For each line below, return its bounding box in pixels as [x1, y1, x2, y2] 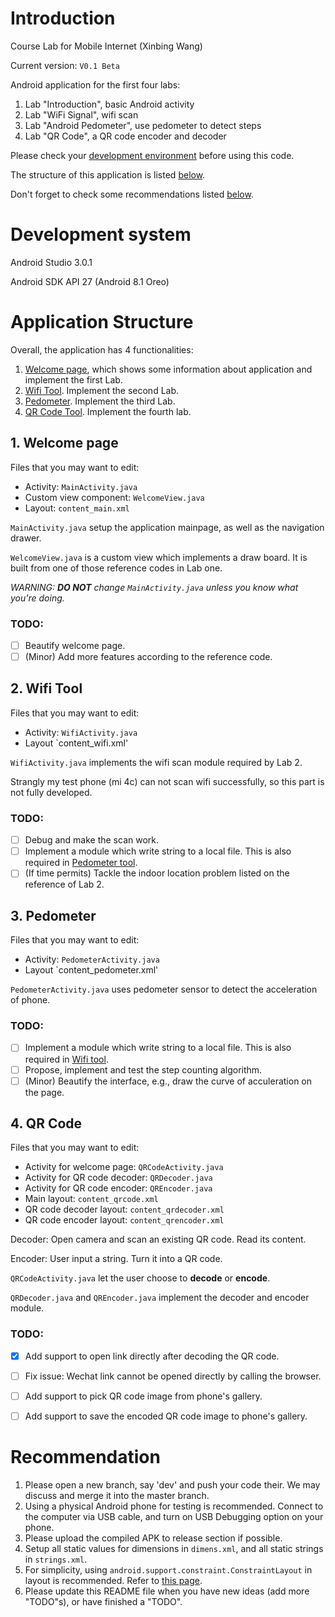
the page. [24, 1086, 65, 1098]
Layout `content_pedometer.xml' [24, 964, 159, 976]
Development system [10, 223, 192, 246]
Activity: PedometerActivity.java [24, 953, 160, 966]
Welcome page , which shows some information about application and [24, 363, 313, 375]
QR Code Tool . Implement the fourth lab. [24, 405, 192, 417]
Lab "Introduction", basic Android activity [24, 98, 195, 110]
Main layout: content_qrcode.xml [24, 1193, 159, 1205]
